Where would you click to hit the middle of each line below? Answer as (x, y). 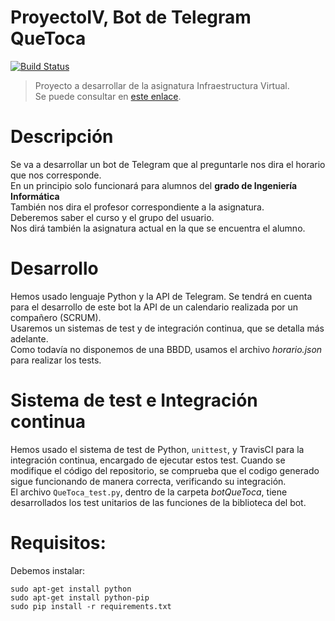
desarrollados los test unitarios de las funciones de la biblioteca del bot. (158, 502)
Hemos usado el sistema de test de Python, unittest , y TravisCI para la (157, 449)
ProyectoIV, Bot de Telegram (131, 17)
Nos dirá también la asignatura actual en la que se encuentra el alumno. (158, 228)
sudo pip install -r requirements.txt (91, 606)
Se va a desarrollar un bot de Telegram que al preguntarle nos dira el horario (168, 164)
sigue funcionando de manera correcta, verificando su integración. (148, 481)
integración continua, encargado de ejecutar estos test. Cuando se (148, 460)
